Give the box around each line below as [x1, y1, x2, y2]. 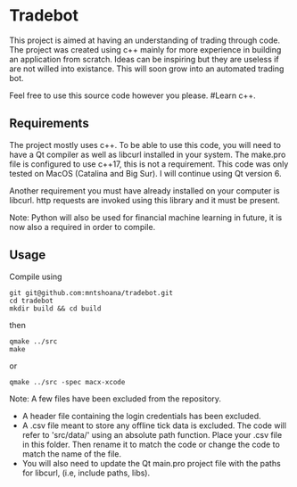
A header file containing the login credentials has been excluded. [21, 410, 261, 421]
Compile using [9, 271, 62, 282]
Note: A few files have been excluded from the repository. [9, 393, 221, 404]
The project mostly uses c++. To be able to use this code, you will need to [9, 139, 281, 150]
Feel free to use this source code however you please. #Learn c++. [9, 90, 256, 101]
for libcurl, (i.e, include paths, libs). [21, 467, 150, 478]
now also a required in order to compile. [9, 221, 156, 232]
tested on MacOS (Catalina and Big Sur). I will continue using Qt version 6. [9, 168, 283, 178]
